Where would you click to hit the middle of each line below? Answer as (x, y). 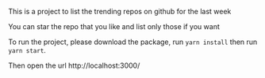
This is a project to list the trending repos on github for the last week (120, 11)
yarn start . (27, 50)
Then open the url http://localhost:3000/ (74, 65)
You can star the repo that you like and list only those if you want (114, 26)
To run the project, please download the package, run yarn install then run (133, 42)
